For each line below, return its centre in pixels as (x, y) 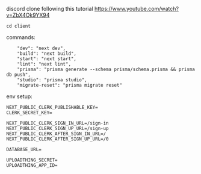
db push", (19, 75)
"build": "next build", (47, 54)
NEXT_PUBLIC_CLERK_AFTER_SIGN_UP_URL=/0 (58, 139)
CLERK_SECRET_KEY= (29, 113)
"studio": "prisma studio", (52, 80)
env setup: (20, 96)
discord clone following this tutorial (50, 9)
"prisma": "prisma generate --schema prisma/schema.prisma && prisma (106, 69)
